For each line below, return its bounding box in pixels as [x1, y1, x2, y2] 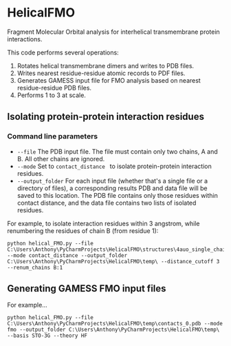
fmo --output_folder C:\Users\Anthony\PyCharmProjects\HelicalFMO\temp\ [7, 326, 220, 334]
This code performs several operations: [7, 48, 119, 57]
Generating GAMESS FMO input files [7, 283, 166, 294]
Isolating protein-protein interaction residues [7, 111, 205, 123]
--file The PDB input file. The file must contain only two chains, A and [16, 147, 218, 156]
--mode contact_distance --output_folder [7, 252, 128, 259]
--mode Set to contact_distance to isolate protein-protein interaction [16, 162, 212, 170]
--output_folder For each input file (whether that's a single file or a [16, 176, 208, 185]
